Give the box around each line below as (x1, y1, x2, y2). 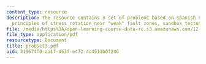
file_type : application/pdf (6, 32, 78, 38)
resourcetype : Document (6, 37, 67, 43)
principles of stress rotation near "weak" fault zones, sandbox (12, 20, 183, 26)
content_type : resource (6, 9, 67, 15)
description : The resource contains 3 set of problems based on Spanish (6, 15, 196, 21)
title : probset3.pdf (6, 43, 59, 49)
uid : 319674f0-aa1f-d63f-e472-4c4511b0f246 (6, 49, 120, 55)
